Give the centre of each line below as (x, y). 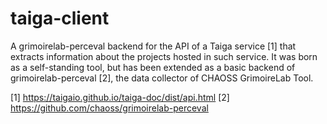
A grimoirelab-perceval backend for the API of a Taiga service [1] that (153, 46)
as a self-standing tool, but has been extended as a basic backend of (153, 67)
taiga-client (60, 18)
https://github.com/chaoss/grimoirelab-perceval (109, 108)
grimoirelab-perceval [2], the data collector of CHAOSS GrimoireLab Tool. (162, 78)
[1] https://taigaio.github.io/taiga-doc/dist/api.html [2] (120, 97)
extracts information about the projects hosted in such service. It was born (164, 56)
